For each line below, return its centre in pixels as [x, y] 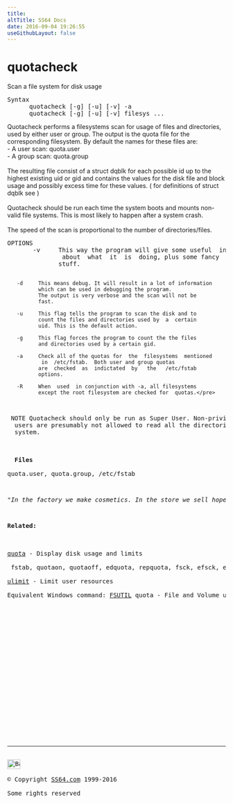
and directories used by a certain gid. [97, 344]
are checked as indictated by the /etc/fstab [117, 368]
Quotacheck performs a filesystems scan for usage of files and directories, [114, 127]
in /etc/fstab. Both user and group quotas [108, 362]
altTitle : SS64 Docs [37, 20]
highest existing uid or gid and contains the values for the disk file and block [116, 178]
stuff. [70, 264]
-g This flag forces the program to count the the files [106, 338]
